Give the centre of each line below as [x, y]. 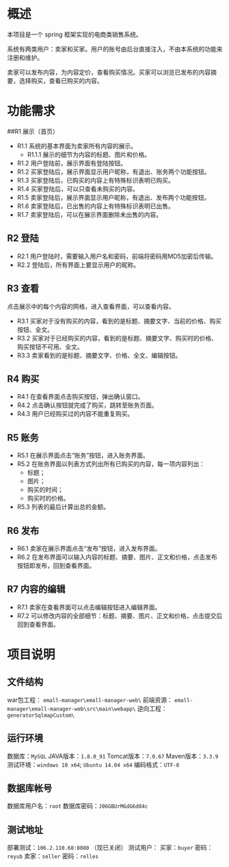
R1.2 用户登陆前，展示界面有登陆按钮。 [72, 163]
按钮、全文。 [35, 330]
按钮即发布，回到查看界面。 [56, 565]
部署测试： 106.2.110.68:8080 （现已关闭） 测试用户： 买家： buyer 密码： [110, 848]
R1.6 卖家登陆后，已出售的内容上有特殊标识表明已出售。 [95, 206]
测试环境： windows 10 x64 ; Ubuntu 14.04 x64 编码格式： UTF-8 [93, 764]
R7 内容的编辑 [36, 589]
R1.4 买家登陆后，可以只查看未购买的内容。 [78, 189]
